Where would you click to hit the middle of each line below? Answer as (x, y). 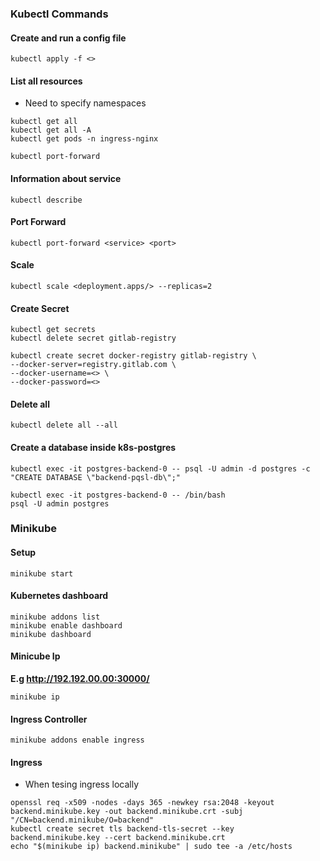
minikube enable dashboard (66, 625)
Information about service (66, 178)
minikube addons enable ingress (77, 740)
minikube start (42, 573)
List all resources (46, 81)
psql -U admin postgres (60, 503)
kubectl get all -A (51, 130)
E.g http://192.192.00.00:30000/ (80, 679)
